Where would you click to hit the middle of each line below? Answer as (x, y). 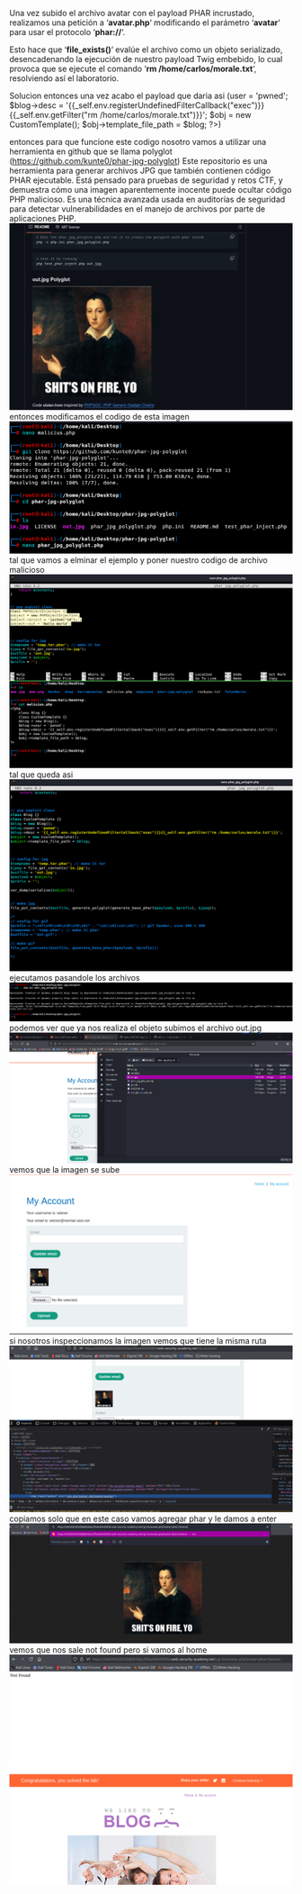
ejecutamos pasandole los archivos (75, 977)
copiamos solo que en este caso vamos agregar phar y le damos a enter (143, 1518)
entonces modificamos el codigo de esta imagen (100, 417)
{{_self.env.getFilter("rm (54, 115)
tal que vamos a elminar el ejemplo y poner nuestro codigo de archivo (138, 560)
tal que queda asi (41, 775)
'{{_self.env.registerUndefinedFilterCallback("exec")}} (165, 105)
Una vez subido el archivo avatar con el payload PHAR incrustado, (132, 13)
